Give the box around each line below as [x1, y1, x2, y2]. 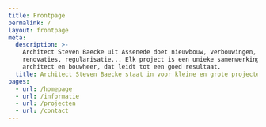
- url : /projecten [15, 99, 77, 107]
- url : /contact [15, 107, 69, 115]
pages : [8, 77, 30, 85]
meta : [8, 33, 26, 42]
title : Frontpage [8, 11, 66, 20]
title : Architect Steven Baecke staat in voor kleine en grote [15, 70, 228, 78]
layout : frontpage [8, 26, 69, 34]
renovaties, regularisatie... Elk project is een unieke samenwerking [22, 56, 260, 64]
